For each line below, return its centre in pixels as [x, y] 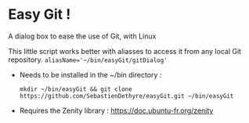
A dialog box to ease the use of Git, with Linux [82, 36]
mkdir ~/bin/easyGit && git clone [76, 89]
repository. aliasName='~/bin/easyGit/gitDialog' [88, 60]
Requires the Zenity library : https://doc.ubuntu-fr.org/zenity [116, 110]
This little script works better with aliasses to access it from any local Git [125, 51]
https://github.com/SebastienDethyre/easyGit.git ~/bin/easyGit [126, 96]
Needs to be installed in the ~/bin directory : [90, 74]
